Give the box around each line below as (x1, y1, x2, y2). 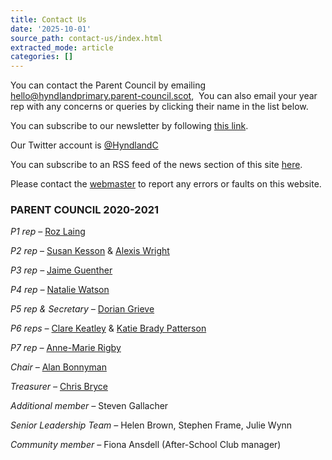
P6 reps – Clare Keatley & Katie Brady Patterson (10, 322, 207, 335)
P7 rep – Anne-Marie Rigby (10, 342, 122, 354)
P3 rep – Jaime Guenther (10, 264, 113, 276)
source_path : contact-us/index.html (10, 33, 163, 43)
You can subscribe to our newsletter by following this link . (10, 120, 249, 132)
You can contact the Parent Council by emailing (10, 79, 206, 91)
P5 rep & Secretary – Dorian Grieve (10, 303, 155, 315)
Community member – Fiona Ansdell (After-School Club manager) (10, 439, 282, 451)
